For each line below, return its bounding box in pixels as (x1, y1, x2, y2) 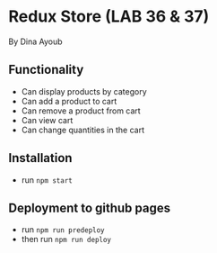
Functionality (8, 62, 84, 77)
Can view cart (21, 114, 74, 125)
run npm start (21, 174, 73, 185)
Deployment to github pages (8, 200, 171, 215)
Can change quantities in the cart (21, 124, 145, 135)
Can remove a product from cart (21, 105, 141, 116)
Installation (8, 150, 73, 166)
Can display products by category (21, 86, 147, 96)
